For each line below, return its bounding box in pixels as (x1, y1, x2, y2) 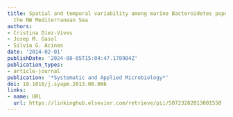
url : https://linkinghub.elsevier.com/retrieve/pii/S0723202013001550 (13, 100, 222, 107)
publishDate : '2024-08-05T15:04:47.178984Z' (7, 55, 138, 62)
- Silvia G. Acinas (7, 42, 64, 49)
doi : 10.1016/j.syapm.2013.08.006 (7, 81, 107, 87)
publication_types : (7, 61, 64, 68)
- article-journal (7, 67, 60, 74)
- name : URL (7, 94, 42, 100)
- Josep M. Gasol (7, 36, 58, 43)
